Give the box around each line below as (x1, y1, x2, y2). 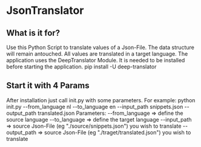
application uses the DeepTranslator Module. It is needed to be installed (6, 57, 185, 64)
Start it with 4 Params (6, 80, 90, 91)
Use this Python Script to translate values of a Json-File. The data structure (6, 44, 195, 51)
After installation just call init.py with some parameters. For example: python (6, 96, 196, 103)
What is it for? (6, 28, 61, 38)
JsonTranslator (6, 4, 84, 18)
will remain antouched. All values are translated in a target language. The (6, 50, 188, 57)
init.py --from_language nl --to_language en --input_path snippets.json (6, 103, 183, 110)
